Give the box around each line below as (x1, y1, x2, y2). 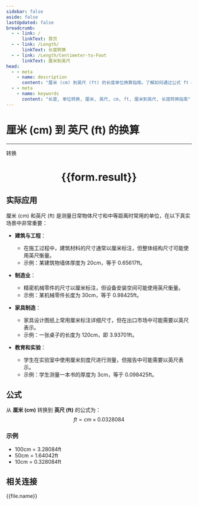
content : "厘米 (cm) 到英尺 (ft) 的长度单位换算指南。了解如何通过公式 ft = (21, 80, 194, 86)
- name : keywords (16, 91, 60, 97)
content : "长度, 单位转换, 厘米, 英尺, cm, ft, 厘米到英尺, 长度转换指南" (21, 96, 191, 102)
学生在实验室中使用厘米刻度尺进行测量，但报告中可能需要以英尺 (23, 356, 179, 363)
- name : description (16, 74, 67, 80)
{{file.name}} (6, 493, 38, 500)
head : (6, 63, 19, 69)
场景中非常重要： (6, 219, 48, 227)
